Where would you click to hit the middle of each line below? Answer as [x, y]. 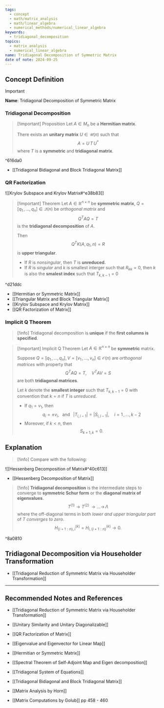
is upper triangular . [37, 253]
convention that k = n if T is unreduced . [57, 396]
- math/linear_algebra [32, 23]
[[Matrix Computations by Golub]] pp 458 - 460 [60, 700]
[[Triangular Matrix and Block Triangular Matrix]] [61, 299]
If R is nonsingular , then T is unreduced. [65, 262]
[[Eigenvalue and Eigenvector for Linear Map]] [59, 644]
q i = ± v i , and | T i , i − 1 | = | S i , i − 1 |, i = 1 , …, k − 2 [92, 415]
